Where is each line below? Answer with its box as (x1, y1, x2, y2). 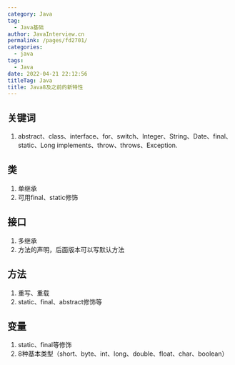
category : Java (7, 10, 53, 18)
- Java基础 (14, 24, 44, 31)
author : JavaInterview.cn (7, 30, 84, 38)
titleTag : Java (7, 76, 53, 84)
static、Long (17, 141, 56, 150)
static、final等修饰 (17, 341, 72, 349)
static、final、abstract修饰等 (17, 297, 102, 306)
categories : (7, 44, 43, 51)
